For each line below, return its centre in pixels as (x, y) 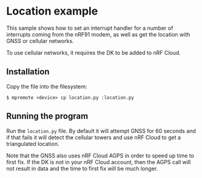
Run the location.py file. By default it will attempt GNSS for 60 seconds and (101, 131)
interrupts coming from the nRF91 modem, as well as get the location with (98, 34)
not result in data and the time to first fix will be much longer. (82, 168)
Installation (28, 72)
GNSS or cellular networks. (40, 41)
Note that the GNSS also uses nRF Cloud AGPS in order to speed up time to (100, 156)
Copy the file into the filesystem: (47, 86)
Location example (52, 11)
